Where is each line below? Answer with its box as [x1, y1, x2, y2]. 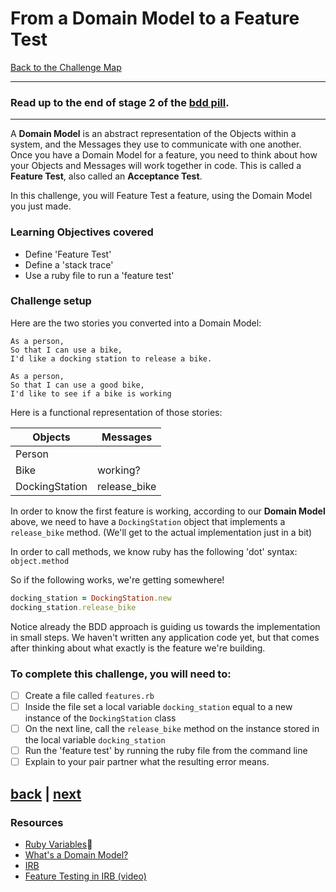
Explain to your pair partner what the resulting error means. [24, 756, 270, 768]
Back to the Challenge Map [10, 61, 122, 73]
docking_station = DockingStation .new [10, 593, 172, 603]
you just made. [10, 200, 72, 212]
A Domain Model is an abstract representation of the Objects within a [10, 128, 297, 140]
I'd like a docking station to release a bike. [10, 353, 213, 364]
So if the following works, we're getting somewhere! [10, 573, 225, 586]
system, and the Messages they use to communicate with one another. [10, 138, 302, 151]
